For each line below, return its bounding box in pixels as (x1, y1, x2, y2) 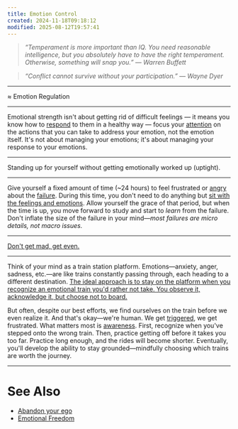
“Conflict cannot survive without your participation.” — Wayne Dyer (24, 72, 223, 80)
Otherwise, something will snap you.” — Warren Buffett (24, 58, 186, 67)
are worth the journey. (7, 352, 72, 360)
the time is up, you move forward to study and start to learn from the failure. (7, 207, 229, 215)
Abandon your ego (17, 406, 73, 416)
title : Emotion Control (7, 10, 78, 18)
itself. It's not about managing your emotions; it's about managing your (7, 136, 214, 144)
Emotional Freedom (17, 414, 75, 423)
